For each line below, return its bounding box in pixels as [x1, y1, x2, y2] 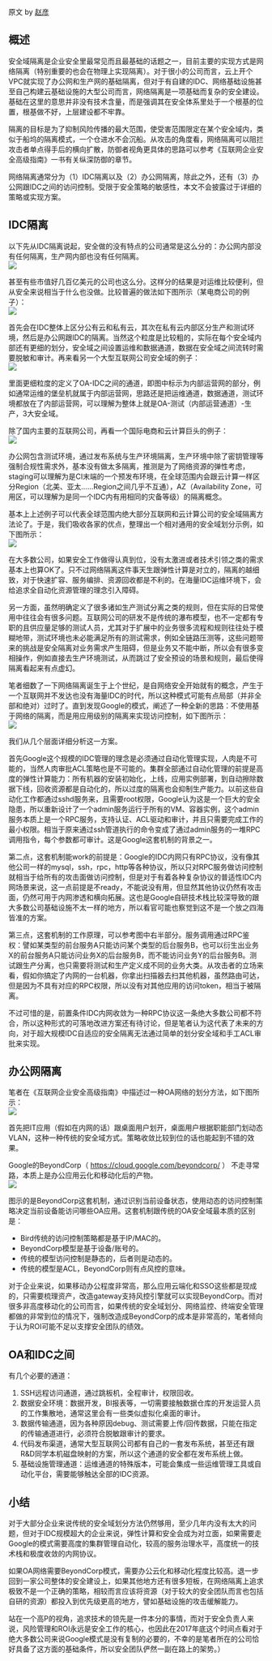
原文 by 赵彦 [8, 7, 50, 16]
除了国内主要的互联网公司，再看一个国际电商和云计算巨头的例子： [8, 425, 228, 436]
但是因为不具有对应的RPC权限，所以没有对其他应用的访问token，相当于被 [8, 980, 254, 990]
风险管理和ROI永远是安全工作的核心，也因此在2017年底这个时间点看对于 [22, 1624, 263, 1633]
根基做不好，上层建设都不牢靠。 [22, 106, 130, 116]
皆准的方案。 [8, 912, 51, 923]
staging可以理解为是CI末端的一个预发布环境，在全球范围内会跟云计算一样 [8, 471, 253, 481]
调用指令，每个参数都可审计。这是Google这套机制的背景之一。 [8, 834, 217, 844]
